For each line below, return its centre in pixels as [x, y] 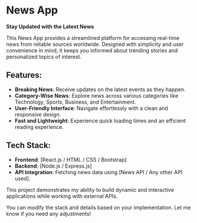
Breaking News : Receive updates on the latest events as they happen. [100, 89]
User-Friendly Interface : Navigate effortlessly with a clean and [91, 108]
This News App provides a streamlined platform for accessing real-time [93, 38]
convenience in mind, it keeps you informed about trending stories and [92, 50]
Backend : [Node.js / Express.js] [53, 166]
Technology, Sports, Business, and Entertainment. [75, 102]
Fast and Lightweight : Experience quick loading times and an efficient [100, 121]
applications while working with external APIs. [62, 196]
